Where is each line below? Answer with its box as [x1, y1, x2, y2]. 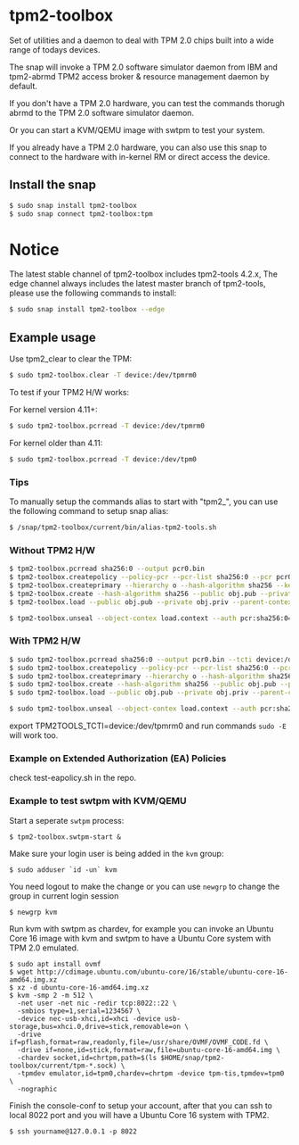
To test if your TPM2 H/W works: [9, 387, 130, 397]
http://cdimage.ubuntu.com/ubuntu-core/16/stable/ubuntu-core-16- [36, 967, 289, 976]
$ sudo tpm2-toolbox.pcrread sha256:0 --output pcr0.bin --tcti [9, 655, 253, 664]
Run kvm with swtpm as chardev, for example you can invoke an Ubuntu [9, 923, 274, 933]
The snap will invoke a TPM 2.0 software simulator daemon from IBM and [9, 62, 279, 72]
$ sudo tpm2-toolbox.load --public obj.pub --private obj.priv [9, 688, 249, 697]
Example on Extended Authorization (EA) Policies [9, 751, 227, 764]
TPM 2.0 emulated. [9, 942, 79, 953]
